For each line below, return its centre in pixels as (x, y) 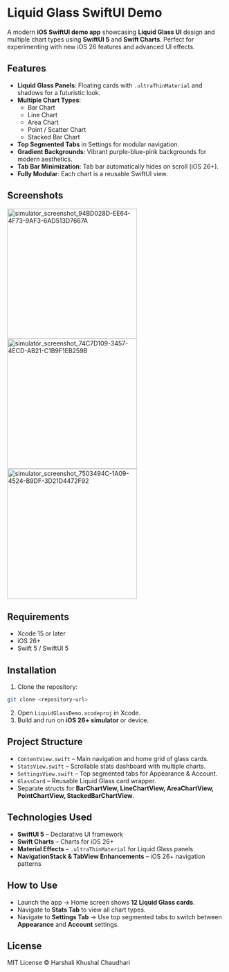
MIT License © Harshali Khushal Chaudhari (69, 963)
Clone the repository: (47, 687)
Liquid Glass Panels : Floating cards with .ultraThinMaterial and (110, 85)
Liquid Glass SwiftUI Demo (85, 13)
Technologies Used (49, 818)
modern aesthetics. (45, 159)
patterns (29, 863)
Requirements (38, 616)
